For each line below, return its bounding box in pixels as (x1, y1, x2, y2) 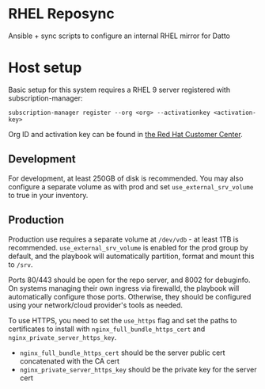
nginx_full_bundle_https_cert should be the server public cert (19, 348, 225, 357)
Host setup (8, 59, 82, 77)
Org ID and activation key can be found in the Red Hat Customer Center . (8, 129, 243, 139)
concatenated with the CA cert (19, 356, 120, 365)
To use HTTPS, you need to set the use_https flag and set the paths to (8, 315, 237, 325)
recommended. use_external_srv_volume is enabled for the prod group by (8, 242, 248, 252)
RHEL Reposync (8, 5, 115, 23)
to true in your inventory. (8, 190, 89, 200)
